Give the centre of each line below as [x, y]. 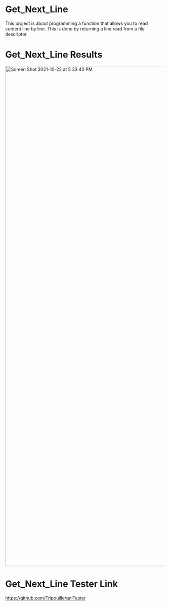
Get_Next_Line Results [54, 55]
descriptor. [16, 34]
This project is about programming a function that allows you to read [77, 23]
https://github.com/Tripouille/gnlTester [46, 598]
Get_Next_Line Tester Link [61, 584]
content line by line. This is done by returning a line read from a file [75, 28]
